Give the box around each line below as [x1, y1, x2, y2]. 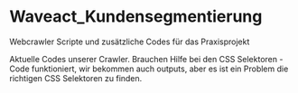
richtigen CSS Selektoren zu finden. [9, 72, 143, 83]
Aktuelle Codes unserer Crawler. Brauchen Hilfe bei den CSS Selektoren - [9, 53, 284, 64]
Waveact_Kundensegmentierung [9, 6, 263, 27]
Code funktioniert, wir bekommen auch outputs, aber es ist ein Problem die [9, 63, 289, 74]
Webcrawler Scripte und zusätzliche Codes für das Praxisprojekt [9, 36, 250, 47]
